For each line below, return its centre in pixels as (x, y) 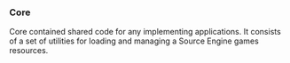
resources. (29, 51)
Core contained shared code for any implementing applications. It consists (145, 32)
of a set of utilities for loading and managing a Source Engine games (134, 41)
